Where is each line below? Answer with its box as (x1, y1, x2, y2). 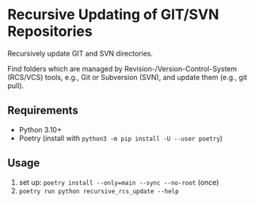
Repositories (7, 22, 93, 40)
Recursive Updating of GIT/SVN (7, 6, 219, 24)
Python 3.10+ (18, 124, 63, 134)
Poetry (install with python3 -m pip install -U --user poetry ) (18, 133, 223, 143)
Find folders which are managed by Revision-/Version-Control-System (7, 63, 238, 73)
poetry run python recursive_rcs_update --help (18, 187, 179, 195)
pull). (7, 81, 25, 90)
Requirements (7, 104, 78, 117)
